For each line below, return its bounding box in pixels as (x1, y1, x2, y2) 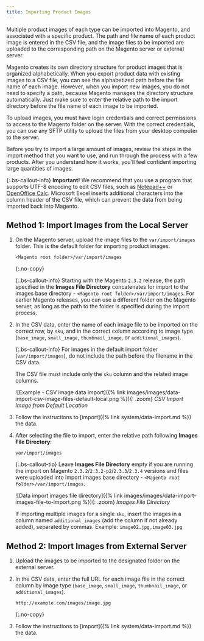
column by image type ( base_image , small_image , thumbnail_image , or (15, 582, 188, 589)
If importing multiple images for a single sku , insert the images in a (15, 510, 181, 518)
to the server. (6, 133, 40, 141)
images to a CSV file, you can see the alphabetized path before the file (6, 76, 184, 83)
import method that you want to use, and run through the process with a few (6, 152, 198, 159)
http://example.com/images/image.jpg (15, 600, 111, 606)
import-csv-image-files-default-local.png (15, 395, 119, 403)
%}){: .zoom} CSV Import (120, 395, 184, 403)
